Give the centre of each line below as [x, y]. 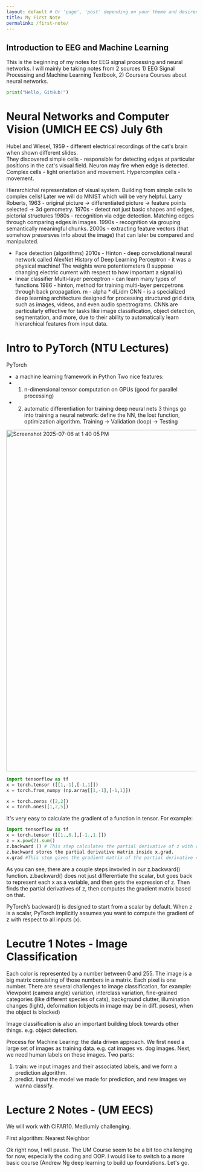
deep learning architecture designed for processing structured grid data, [105, 298]
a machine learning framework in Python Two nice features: [89, 376]
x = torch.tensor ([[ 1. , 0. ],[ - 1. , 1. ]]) [56, 835]
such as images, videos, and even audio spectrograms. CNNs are [96, 304]
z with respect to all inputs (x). [44, 919]
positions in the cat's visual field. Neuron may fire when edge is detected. [98, 166]
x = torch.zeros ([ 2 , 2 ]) [37, 801]
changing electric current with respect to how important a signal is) [98, 272]
